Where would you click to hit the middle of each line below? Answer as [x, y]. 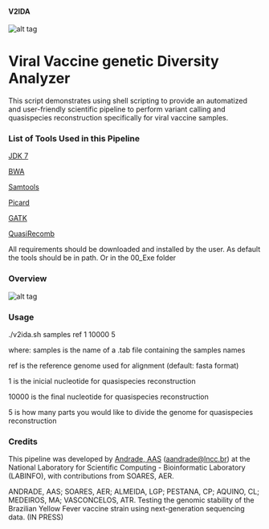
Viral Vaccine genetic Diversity [114, 61]
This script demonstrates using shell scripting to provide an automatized [128, 101]
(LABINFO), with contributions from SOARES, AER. [91, 476]
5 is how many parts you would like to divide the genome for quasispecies [131, 413]
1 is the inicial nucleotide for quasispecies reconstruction [102, 381]
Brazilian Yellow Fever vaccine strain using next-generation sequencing [126, 509]
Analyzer [39, 78]
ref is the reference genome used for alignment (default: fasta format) [124, 366]
